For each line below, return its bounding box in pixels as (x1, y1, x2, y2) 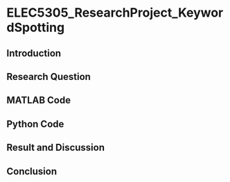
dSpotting (6, 19, 65, 35)
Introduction (6, 47, 62, 59)
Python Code (6, 118, 64, 130)
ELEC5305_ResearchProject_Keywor (6, 5, 224, 21)
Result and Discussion (6, 142, 105, 154)
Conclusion (6, 165, 57, 177)
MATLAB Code (6, 94, 71, 106)
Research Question (6, 71, 91, 83)
